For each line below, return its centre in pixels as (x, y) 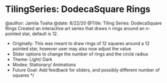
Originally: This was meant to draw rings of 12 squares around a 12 (81, 43)
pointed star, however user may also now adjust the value (72, 48)
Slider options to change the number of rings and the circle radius (80, 54)
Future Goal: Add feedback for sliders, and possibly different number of (86, 70)
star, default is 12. (40, 33)
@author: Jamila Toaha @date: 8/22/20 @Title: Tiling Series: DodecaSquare (83, 23)
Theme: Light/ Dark (32, 59)
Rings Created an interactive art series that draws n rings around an (75, 28)
